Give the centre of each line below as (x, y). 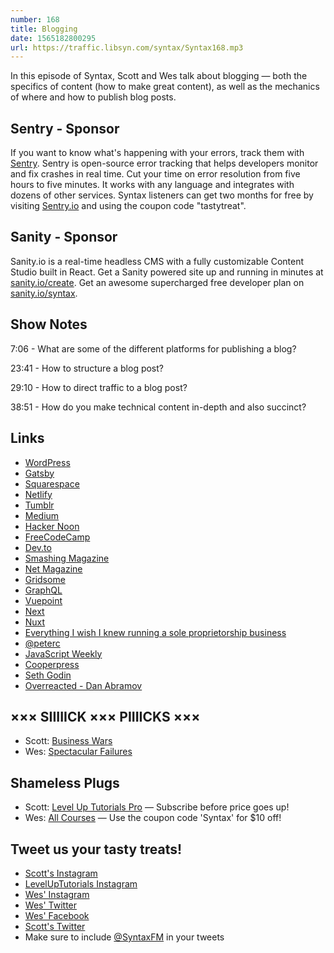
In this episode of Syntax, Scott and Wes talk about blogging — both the (159, 76)
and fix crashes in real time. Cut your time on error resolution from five (155, 174)
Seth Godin (48, 675)
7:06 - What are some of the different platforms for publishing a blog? (153, 348)
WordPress (47, 462)
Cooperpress (52, 664)
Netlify (38, 494)
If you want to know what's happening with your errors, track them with (157, 153)
